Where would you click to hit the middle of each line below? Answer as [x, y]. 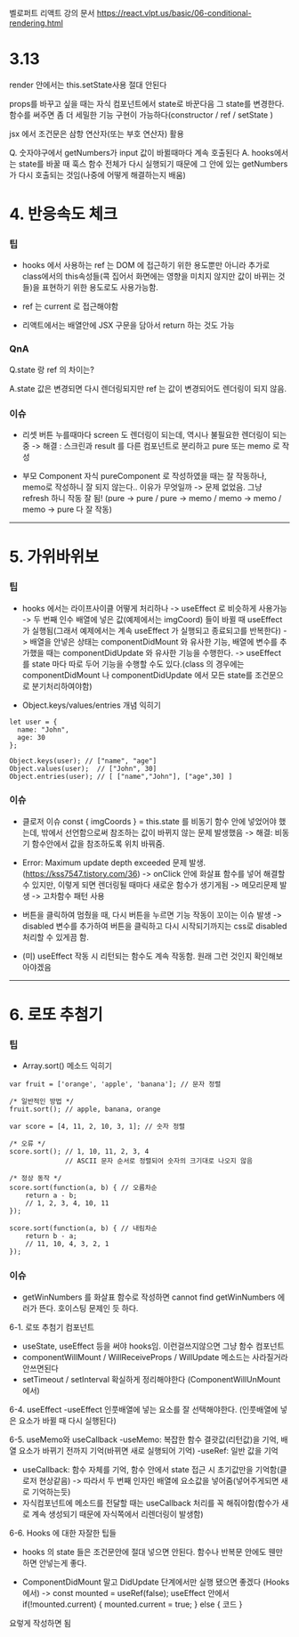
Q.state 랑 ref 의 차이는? [52, 369]
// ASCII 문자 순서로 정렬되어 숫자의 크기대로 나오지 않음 [159, 1161]
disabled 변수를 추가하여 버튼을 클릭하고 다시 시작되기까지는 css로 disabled [154, 926]
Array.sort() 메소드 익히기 [67, 1066]
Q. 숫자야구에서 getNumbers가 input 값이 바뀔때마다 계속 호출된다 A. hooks [141, 152]
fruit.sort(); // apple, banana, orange [85, 1110]
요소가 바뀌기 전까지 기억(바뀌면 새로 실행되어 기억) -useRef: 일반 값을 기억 [148, 1450]
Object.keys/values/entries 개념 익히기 [92, 705]
